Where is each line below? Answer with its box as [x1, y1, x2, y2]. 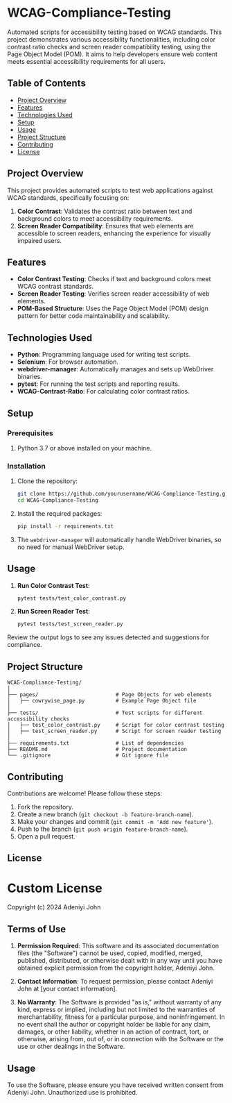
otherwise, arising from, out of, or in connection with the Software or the [17, 1035, 224, 1043]
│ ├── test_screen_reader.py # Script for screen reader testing [7, 727, 222, 735]
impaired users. [17, 236, 62, 244]
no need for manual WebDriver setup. [17, 543, 125, 551]
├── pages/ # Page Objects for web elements [7, 691, 213, 698]
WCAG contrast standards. [17, 283, 94, 291]
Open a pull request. [17, 832, 76, 841]
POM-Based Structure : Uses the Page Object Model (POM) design [17, 304, 209, 313]
